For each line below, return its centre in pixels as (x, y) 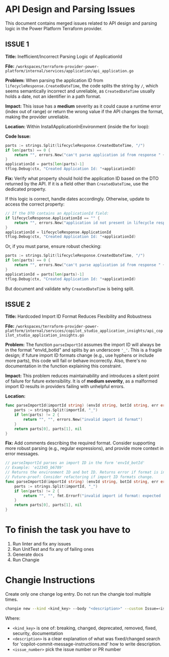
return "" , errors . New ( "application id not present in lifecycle (84, 223)
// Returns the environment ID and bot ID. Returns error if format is (82, 473)
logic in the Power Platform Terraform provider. (54, 28)
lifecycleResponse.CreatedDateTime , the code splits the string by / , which (82, 85)
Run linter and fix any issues (42, 544)
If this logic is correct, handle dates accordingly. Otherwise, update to (77, 199)
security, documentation (38, 633)
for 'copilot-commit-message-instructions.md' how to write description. (87, 644)
